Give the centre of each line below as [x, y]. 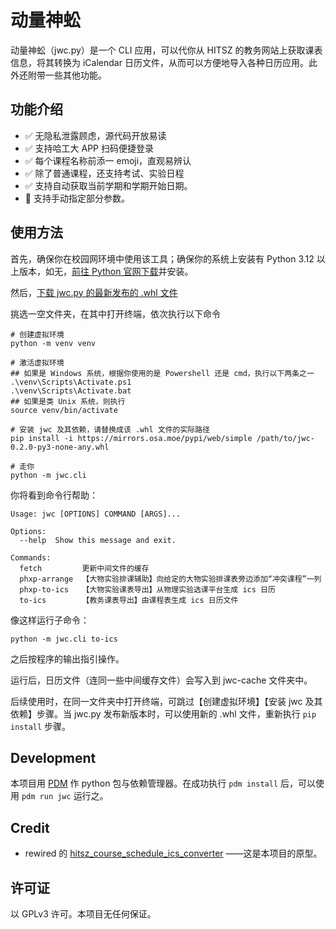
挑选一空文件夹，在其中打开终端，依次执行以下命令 [115, 313]
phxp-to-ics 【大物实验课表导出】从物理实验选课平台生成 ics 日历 [147, 589]
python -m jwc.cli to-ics [64, 639]
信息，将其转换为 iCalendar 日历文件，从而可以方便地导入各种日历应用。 [159, 62]
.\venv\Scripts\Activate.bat [71, 391]
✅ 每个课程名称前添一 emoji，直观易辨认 [108, 160]
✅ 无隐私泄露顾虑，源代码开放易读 [95, 135]
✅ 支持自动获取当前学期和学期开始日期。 [108, 185]
